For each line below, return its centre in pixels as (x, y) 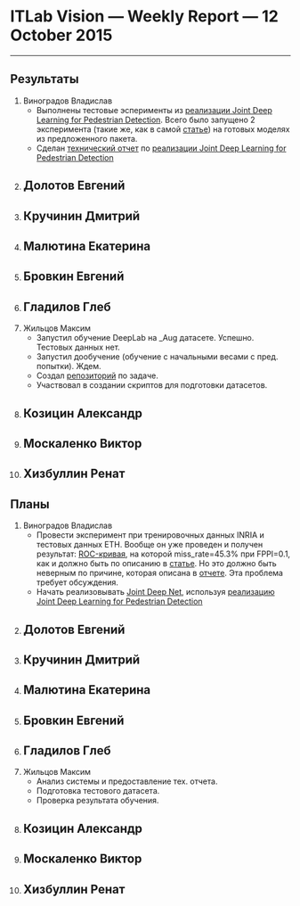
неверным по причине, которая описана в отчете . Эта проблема (160, 573)
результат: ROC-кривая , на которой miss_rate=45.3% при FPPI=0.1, (163, 554)
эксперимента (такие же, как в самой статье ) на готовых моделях (163, 129)
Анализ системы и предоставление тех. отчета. (127, 781)
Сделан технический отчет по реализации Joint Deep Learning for (161, 148)
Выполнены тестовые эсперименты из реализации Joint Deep (154, 110)
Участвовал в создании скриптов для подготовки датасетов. (152, 385)
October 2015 (61, 35)
